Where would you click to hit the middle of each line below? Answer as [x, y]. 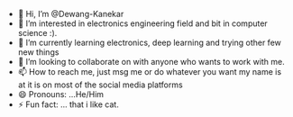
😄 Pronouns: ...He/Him [61, 94]
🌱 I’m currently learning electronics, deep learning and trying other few [149, 42]
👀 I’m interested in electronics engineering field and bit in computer [142, 23]
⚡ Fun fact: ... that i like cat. [68, 104]
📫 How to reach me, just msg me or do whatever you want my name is [150, 72]
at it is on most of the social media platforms [100, 85]
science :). [37, 33]
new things [38, 52]
